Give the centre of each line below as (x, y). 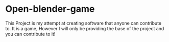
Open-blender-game (50, 9)
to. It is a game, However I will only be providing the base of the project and (85, 28)
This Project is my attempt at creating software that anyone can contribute (83, 23)
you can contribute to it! (30, 34)
